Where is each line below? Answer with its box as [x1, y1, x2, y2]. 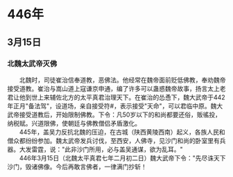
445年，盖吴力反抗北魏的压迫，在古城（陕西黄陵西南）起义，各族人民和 [19, 128, 225, 136]
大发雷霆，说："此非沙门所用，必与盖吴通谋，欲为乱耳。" [19, 145, 184, 153]
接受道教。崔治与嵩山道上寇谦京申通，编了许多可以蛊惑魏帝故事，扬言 [7, 84, 208, 92]
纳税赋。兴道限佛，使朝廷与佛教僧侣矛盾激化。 [7, 119, 141, 127]
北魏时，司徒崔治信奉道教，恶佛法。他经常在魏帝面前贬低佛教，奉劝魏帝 [19, 76, 226, 84]
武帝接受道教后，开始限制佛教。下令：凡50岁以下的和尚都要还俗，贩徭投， [7, 110, 222, 119]
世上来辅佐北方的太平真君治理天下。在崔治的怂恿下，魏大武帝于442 [31, 93, 225, 101]
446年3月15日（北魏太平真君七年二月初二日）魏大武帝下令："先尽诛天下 [19, 153, 226, 162]
